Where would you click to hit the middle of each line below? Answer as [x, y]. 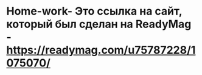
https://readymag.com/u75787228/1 [101, 50]
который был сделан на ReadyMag [99, 24]
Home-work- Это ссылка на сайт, [94, 11]
